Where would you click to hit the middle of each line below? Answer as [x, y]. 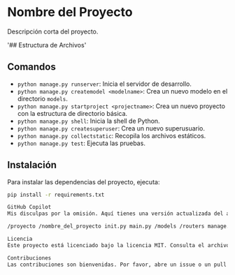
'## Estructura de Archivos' [47, 45]
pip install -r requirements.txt [56, 195]
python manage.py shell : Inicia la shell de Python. [88, 121]
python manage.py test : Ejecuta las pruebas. [81, 143]
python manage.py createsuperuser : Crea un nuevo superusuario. [111, 128]
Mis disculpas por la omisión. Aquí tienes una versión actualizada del [115, 214]
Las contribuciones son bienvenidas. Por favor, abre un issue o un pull [117, 265]
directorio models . [42, 98]
